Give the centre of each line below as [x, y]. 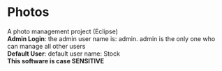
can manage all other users [46, 46]
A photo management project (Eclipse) [63, 31]
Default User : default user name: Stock [64, 54]
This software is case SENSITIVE [56, 61]
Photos [28, 12]
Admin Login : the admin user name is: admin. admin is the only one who [111, 38]
